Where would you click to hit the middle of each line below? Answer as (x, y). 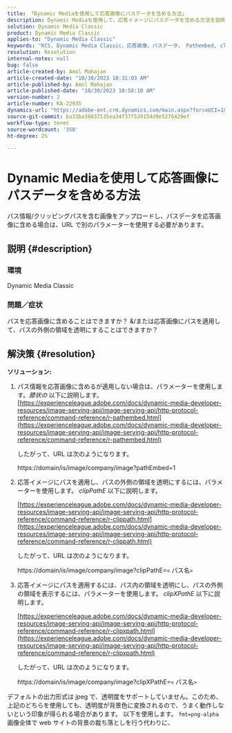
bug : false (23, 65)
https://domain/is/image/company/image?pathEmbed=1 (96, 467)
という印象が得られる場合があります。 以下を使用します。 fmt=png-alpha (116, 714)
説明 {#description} (50, 249)
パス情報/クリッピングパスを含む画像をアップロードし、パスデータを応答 (111, 216)
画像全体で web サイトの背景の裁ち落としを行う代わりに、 (90, 722)
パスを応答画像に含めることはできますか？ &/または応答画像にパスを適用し (114, 321)
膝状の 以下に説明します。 (66, 395)
